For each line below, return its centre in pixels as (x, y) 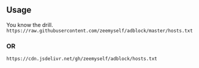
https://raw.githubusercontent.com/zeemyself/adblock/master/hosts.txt (99, 31)
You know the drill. (30, 25)
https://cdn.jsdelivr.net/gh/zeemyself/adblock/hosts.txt (82, 59)
